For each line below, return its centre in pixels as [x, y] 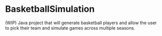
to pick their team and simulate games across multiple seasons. [70, 28]
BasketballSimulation [50, 9]
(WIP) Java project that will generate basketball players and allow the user [81, 23]
